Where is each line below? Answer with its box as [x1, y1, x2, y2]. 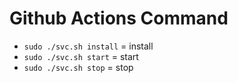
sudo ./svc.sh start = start [23, 50, 139, 62]
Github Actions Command [9, 7, 229, 30]
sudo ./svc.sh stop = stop [23, 61, 134, 73]
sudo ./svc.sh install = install [23, 40, 154, 52]
